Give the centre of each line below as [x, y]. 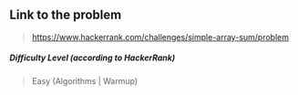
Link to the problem [66, 15]
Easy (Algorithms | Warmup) [85, 80]
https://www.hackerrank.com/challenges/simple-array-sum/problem [160, 37]
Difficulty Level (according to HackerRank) [92, 58]
